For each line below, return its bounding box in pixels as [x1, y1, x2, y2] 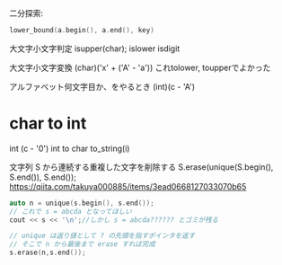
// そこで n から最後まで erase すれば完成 [9, 240, 155, 249]
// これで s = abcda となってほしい [9, 207, 132, 216]
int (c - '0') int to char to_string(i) [9, 143, 130, 154]
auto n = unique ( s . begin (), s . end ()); [9, 199, 154, 208]
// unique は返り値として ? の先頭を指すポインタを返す [9, 232, 196, 241]
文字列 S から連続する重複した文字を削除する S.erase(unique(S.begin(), [9, 161, 274, 172]
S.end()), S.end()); [9, 172, 76, 182]
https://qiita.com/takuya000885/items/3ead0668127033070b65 [9, 181, 247, 191]
